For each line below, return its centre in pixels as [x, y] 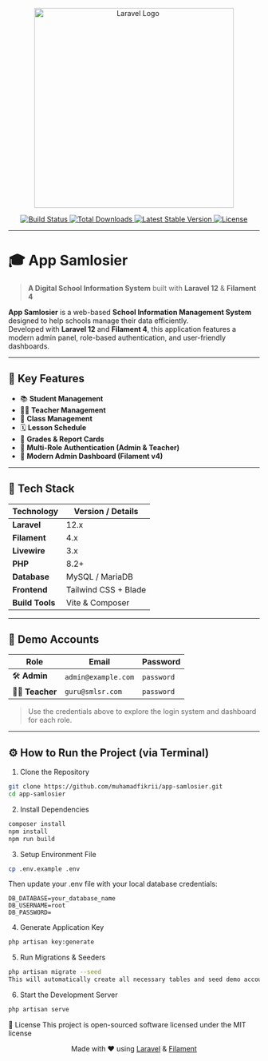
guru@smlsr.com [93, 692]
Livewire [29, 550]
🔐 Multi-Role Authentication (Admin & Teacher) [99, 447]
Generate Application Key [62, 927]
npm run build [32, 839]
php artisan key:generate [51, 942]
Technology [35, 511]
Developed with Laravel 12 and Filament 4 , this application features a [122, 329]
